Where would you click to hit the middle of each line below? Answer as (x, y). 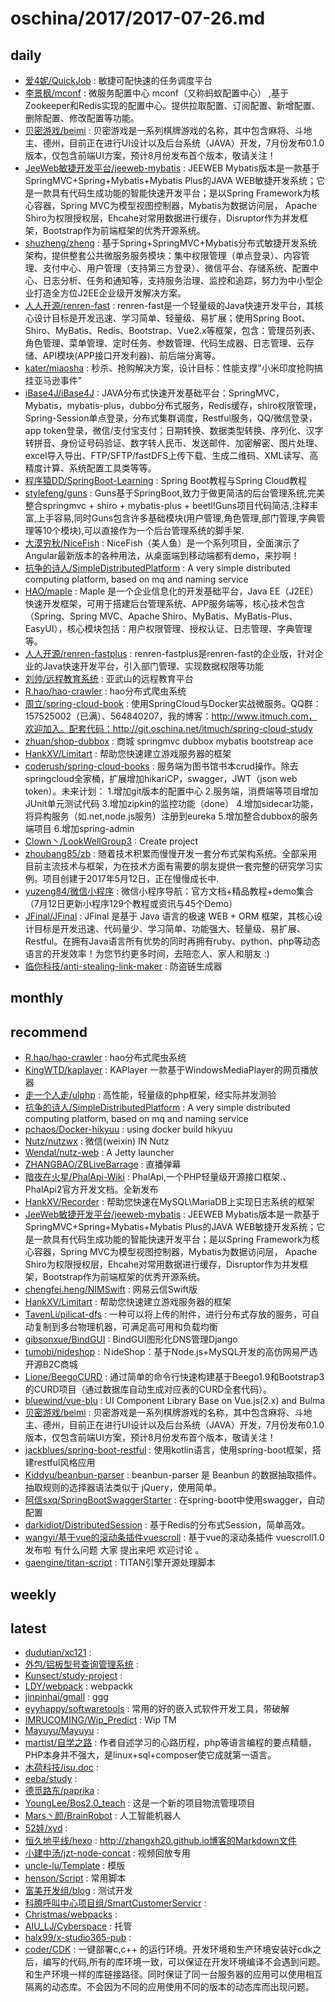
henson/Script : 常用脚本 (75, 1878)
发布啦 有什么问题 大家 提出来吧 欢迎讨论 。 (114, 1550)
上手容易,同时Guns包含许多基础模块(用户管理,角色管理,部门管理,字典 (176, 518)
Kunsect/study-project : (73, 1676)
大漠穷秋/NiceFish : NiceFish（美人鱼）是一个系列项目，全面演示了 (162, 543)
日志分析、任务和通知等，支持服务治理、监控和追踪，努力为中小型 (178, 280)
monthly (37, 998)
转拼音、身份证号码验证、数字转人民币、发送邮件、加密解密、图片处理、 (173, 443)
